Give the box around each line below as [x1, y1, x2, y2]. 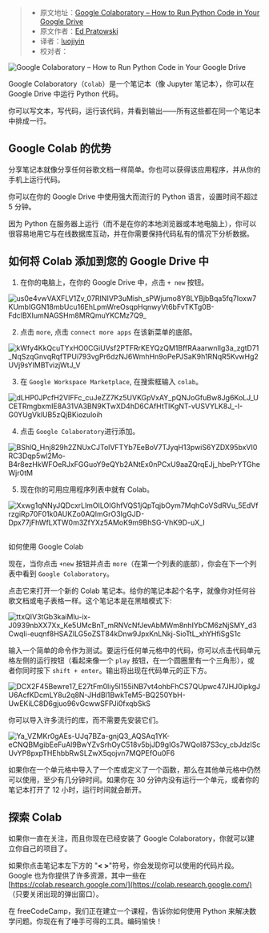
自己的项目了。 [22, 843, 72, 853]
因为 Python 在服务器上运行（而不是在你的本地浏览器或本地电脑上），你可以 [8, 218, 257, 228]
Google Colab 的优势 [8, 142, 112, 156]
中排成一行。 [8, 116, 50, 125]
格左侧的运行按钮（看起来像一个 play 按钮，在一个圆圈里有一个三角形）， [8, 655, 248, 665]
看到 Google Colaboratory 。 [22, 569, 114, 578]
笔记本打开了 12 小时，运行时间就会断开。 [8, 785, 147, 795]
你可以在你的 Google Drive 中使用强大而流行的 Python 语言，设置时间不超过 [8, 192, 259, 201]
